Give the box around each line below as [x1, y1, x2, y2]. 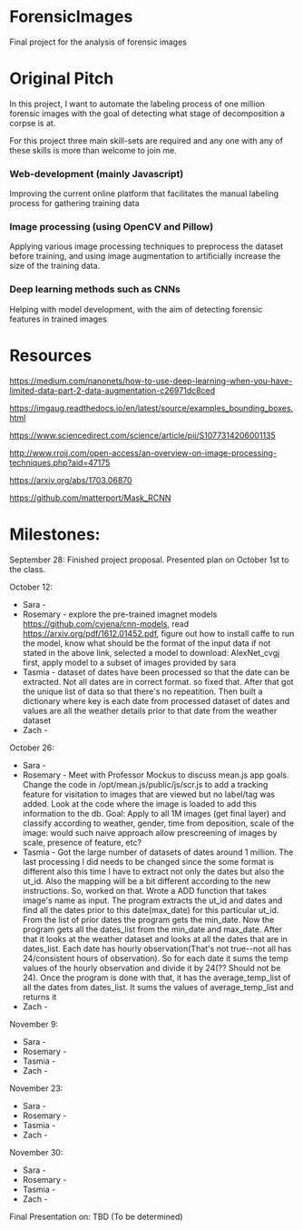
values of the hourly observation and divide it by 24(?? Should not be [22, 962, 281, 973]
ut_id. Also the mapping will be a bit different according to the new [22, 875, 271, 887]
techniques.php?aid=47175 [9, 457, 111, 468]
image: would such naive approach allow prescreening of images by [22, 827, 278, 838]
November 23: [9, 1083, 64, 1094]
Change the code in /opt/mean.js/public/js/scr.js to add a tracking [22, 779, 269, 789]
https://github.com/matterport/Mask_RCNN [9, 492, 171, 503]
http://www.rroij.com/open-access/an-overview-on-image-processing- [9, 447, 278, 458]
